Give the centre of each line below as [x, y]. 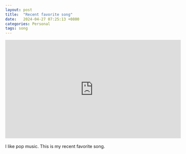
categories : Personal [28, 24]
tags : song [17, 28]
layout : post [19, 10]
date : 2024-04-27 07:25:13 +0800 [42, 19]
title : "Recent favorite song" [39, 14]
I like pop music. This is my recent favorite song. [55, 146]
